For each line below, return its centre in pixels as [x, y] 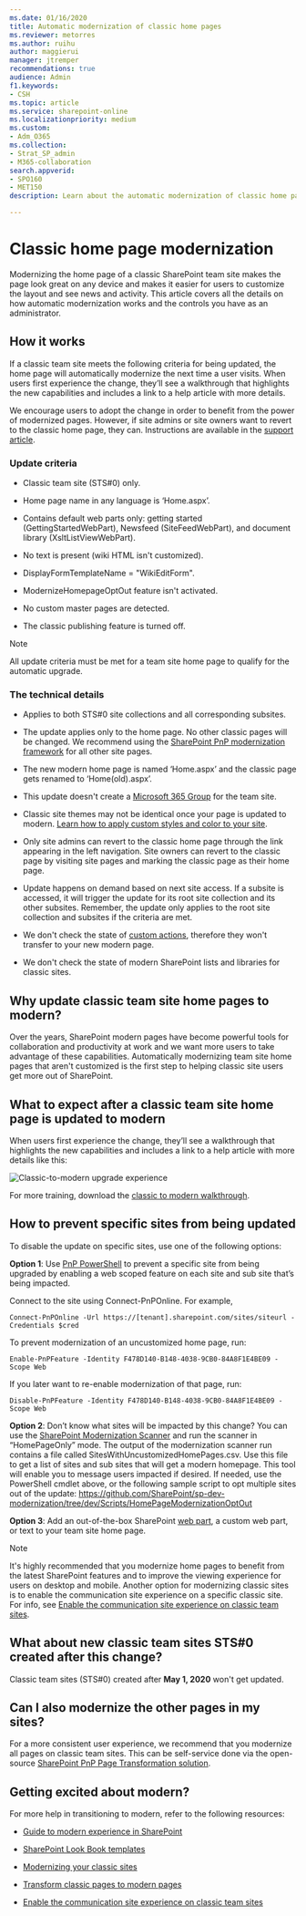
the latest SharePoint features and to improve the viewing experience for [146, 1575]
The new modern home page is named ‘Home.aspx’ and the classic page [159, 769]
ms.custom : [30, 129]
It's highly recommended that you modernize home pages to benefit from [147, 1566]
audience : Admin [40, 78]
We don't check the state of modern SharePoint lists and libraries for [151, 962]
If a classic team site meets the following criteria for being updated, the [143, 363]
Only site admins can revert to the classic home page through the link [153, 842]
